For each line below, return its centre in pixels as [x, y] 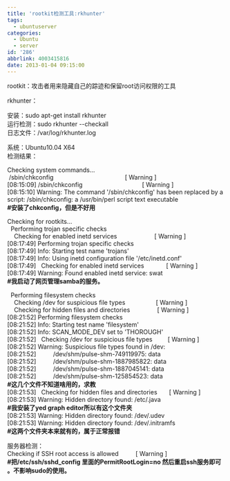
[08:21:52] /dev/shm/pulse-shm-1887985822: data [87, 361]
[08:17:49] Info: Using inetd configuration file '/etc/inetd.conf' [95, 258]
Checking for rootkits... [40, 221]
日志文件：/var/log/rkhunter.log [52, 132]
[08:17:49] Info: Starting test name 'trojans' [68, 251]
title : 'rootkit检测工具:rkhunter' [56, 14]
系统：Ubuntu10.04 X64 [41, 147]
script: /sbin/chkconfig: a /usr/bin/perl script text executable [93, 199]
